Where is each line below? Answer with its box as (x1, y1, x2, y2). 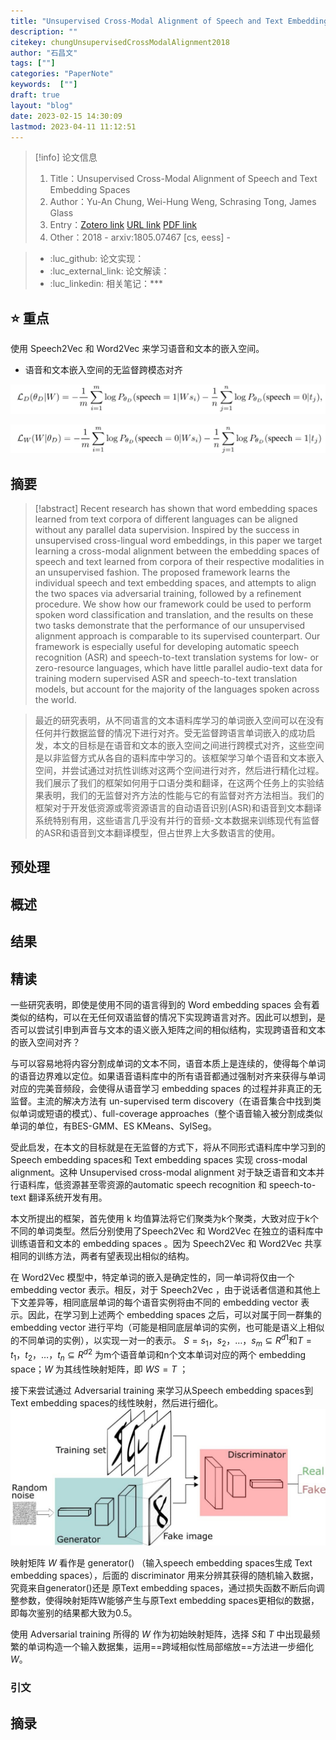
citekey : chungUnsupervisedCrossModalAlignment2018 (10, 37, 230, 47)
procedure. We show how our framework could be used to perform (34, 598, 312, 610)
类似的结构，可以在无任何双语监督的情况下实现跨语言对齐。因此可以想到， (10, 1011, 317, 1023)
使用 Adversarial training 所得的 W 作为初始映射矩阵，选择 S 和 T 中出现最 (10, 1628, 312, 1640)
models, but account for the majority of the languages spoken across (34, 683, 320, 695)
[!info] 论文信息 (34, 151, 98, 164)
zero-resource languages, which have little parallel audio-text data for (34, 662, 323, 674)
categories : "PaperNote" (10, 69, 114, 79)
